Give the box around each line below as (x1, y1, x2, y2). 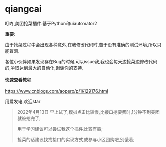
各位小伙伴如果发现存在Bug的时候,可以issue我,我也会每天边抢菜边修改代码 (5, 58, 158, 64)
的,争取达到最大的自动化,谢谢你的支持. (5, 65, 83, 71)
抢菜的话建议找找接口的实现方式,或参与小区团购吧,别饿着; (17, 137, 135, 143)
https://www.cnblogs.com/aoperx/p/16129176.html (5, 88, 108, 94)
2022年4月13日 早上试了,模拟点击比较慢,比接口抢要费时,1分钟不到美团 (17, 109, 160, 115)
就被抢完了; (17, 115, 41, 121)
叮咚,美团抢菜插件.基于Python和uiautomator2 (5, 20, 98, 26)
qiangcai (5, 3, 42, 15)
